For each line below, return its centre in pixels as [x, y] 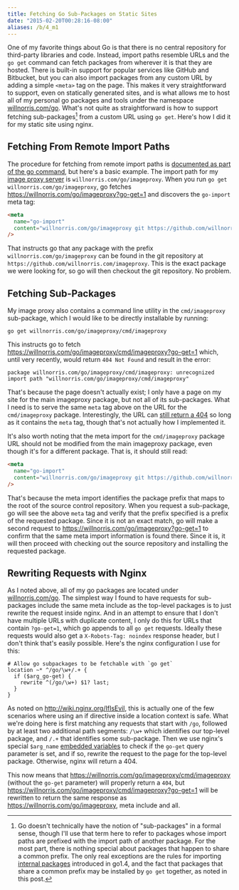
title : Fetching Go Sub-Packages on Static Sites [83, 14]
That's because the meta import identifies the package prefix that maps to [116, 498]
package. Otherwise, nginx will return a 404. [73, 761]
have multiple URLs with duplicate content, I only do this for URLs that [110, 621]
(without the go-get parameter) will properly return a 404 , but [96, 783]
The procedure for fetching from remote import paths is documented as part [119, 164]
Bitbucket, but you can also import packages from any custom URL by [110, 78]
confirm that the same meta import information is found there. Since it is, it [116, 536]
